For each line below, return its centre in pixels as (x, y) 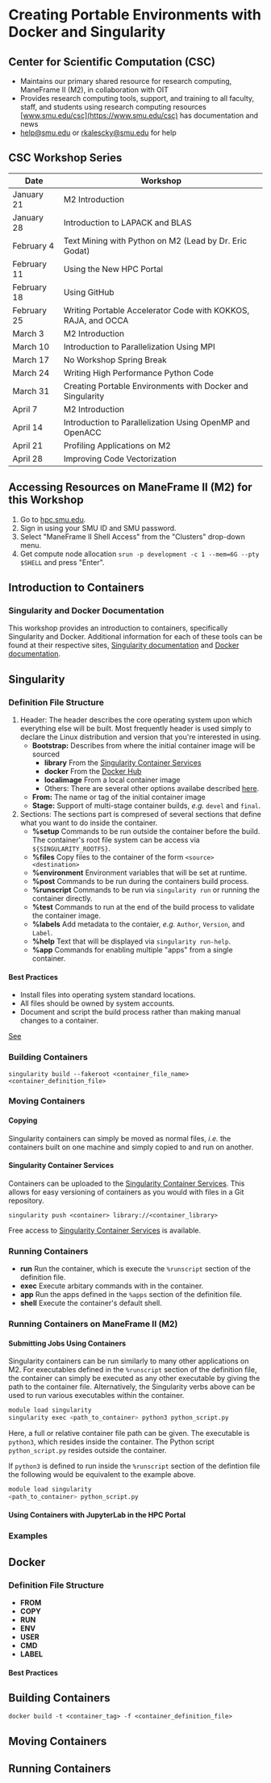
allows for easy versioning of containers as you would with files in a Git (126, 1191)
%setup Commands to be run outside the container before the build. (146, 831)
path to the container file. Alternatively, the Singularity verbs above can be (132, 1387)
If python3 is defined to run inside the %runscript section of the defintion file (134, 1466)
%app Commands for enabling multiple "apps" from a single (132, 950)
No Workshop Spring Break (115, 359)
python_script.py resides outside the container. (88, 1450)
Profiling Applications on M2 (117, 446)
